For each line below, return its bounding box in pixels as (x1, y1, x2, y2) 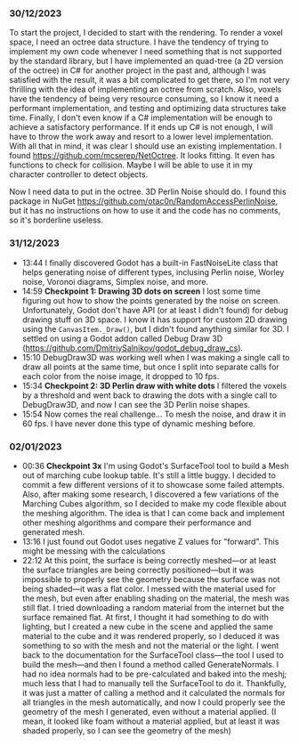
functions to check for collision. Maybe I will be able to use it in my (9, 159, 254, 171)
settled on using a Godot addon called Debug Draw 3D (21, 333, 223, 344)
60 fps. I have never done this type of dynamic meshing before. (21, 417, 256, 429)
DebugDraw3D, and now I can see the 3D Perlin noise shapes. (21, 399, 251, 409)
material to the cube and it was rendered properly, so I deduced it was (21, 630, 280, 641)
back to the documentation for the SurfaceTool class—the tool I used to (21, 649, 285, 660)
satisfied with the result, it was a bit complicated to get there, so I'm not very (9, 75, 290, 85)
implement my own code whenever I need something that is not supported (9, 46, 282, 57)
